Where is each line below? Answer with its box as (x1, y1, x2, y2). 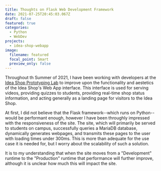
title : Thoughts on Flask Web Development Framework (5, 7, 114, 12)
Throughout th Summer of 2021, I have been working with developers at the (5, 75, 156, 81)
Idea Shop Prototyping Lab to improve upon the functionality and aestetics (5, 80, 154, 85)
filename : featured (9, 52, 49, 57)
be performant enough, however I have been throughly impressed (18, 115, 150, 121)
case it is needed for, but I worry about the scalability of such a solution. (5, 141, 149, 147)
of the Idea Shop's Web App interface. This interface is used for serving (5, 85, 149, 91)
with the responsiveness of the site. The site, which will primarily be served (5, 120, 156, 126)
